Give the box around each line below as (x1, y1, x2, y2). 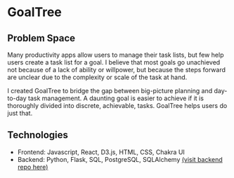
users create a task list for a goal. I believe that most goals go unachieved (7, 58, 221, 67)
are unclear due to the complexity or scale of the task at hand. (7, 73, 188, 81)
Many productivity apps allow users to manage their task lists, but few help (7, 50, 224, 59)
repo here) (17, 163, 48, 171)
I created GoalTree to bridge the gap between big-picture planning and (7, 87, 213, 95)
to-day (7, 94, 27, 102)
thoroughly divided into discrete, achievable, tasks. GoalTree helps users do (7, 102, 228, 109)
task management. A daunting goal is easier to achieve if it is (27, 94, 204, 102)
